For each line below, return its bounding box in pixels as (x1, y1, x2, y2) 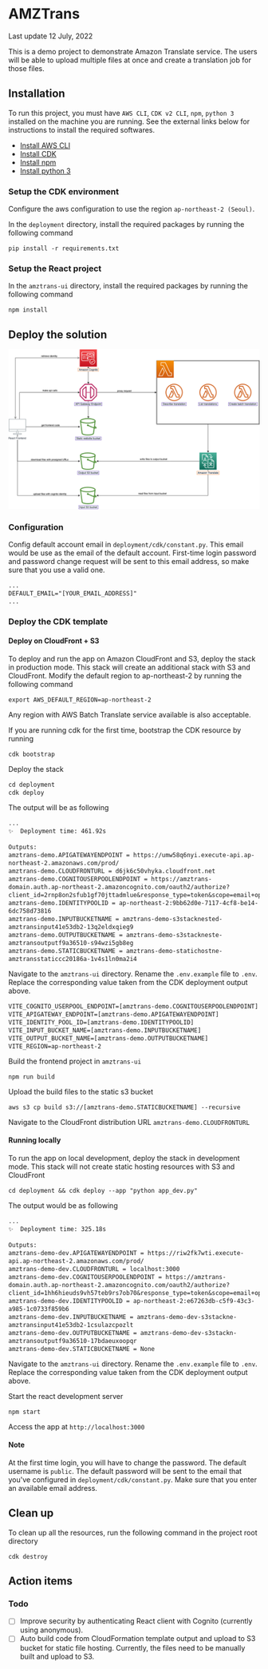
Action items (8, 1575, 73, 1588)
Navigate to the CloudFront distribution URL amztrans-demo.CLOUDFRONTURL (8, 1117, 250, 1127)
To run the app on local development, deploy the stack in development (8, 1153, 241, 1162)
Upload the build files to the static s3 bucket (8, 1087, 154, 1096)
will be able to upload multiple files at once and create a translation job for (8, 55, 251, 65)
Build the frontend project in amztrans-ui (8, 1056, 142, 1066)
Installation (8, 87, 65, 101)
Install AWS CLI (19, 141, 70, 150)
